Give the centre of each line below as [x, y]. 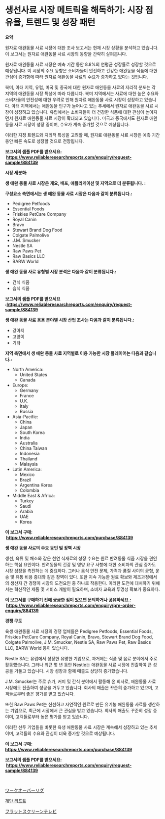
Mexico [27, 474]
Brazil [25, 480]
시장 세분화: [16, 172]
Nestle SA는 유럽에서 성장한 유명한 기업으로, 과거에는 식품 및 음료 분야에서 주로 [81, 658]
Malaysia [29, 464]
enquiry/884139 [22, 610]
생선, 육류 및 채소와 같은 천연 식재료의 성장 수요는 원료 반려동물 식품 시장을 [77, 558]
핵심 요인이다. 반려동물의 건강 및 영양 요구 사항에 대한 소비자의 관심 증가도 [85, 564]
